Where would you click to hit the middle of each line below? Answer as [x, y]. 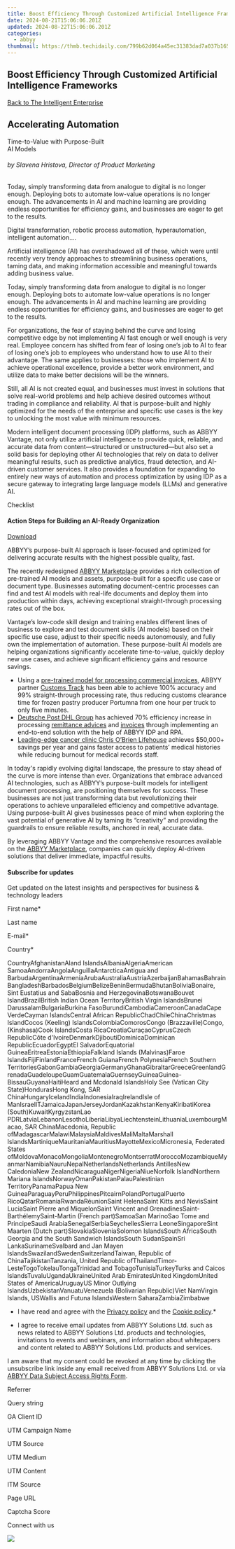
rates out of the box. [37, 608]
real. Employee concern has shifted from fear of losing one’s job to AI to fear [117, 345]
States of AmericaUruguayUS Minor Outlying [72, 1283]
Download [22, 537]
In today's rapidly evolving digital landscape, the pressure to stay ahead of [115, 769]
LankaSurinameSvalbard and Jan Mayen [65, 1246]
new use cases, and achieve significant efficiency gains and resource [107, 659]
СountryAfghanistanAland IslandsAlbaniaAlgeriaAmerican [90, 963]
